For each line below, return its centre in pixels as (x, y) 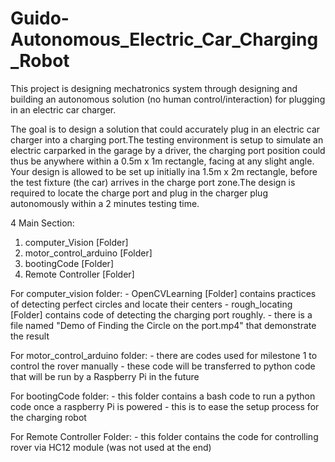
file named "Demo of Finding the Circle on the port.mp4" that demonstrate (163, 325)
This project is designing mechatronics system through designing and (154, 88)
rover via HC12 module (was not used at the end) (111, 447)
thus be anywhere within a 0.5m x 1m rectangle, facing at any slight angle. (162, 161)
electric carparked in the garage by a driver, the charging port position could (168, 150)
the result (30, 336)
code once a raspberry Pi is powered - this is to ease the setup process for (165, 406)
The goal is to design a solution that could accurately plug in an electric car (165, 129)
